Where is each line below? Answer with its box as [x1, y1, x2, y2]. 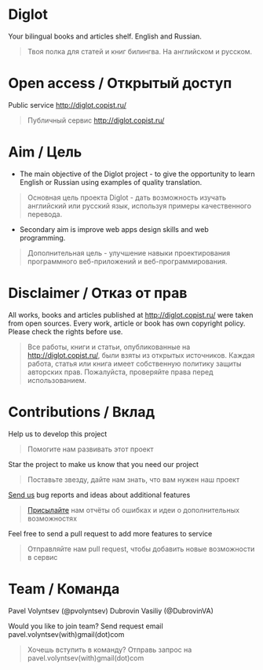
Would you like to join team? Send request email [8, 621, 163, 631]
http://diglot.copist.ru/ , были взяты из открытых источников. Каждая [27, 350, 255, 359]
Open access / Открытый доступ [8, 75, 232, 92]
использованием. [27, 375, 87, 385]
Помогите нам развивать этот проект [27, 444, 155, 454]
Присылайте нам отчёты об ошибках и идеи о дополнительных [27, 505, 240, 514]
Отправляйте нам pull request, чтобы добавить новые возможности [27, 544, 255, 554]
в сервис [27, 552, 58, 561]
